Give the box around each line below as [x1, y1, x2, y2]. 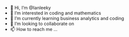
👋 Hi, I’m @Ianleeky [10, 5, 51, 10]
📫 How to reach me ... [10, 26, 58, 32]
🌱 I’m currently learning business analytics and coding [10, 15, 124, 21]
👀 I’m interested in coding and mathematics [10, 10, 101, 16]
